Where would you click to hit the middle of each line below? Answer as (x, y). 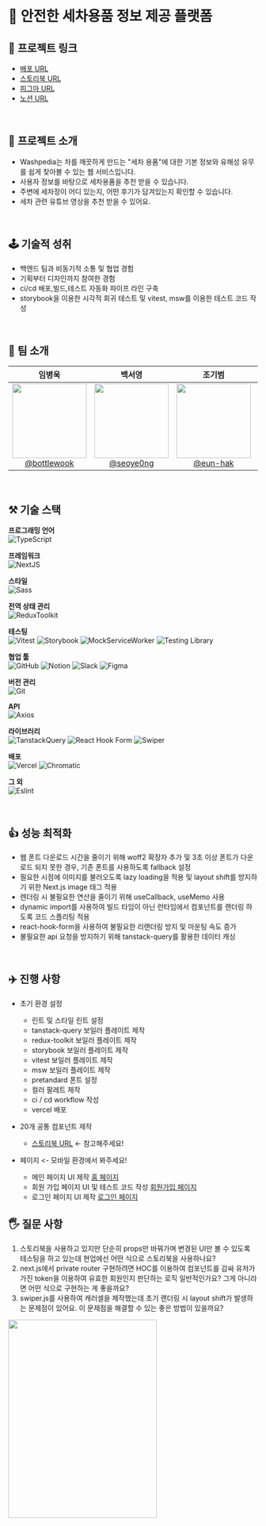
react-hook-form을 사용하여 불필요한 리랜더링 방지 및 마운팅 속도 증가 (128, 927)
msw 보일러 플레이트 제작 (71, 1070)
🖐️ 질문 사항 (36, 1224)
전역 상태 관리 (29, 606)
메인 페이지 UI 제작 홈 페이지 (75, 1177)
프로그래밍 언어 (32, 530)
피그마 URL (37, 88)
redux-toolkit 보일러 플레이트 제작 (84, 1040)
